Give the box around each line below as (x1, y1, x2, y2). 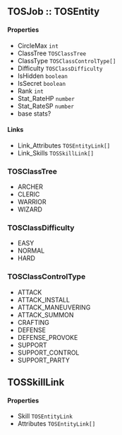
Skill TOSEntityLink (17, 412, 73, 421)
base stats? (17, 109, 51, 118)
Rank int (17, 87, 44, 95)
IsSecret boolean (17, 79, 66, 87)
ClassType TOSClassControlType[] (17, 56, 116, 65)
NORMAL (17, 246, 45, 255)
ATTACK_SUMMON (17, 310, 74, 319)
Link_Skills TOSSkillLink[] (17, 148, 94, 157)
